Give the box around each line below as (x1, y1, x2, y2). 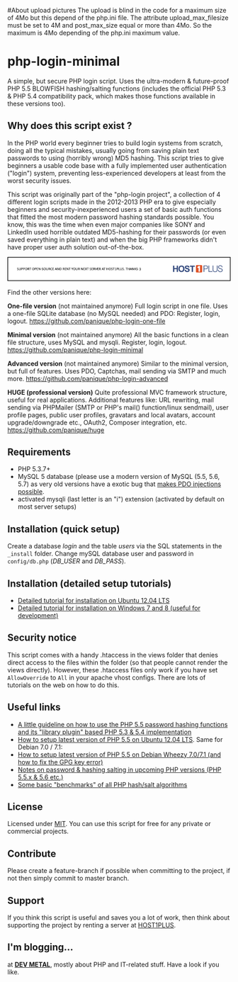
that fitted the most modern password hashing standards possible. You (7, 213, 215, 221)
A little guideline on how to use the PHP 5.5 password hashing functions (17, 720, 228, 728)
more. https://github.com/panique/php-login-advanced (7, 374, 169, 383)
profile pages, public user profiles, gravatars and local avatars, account (7, 410, 216, 419)
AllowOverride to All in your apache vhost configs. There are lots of (7, 673, 206, 682)
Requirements (7, 446, 71, 458)
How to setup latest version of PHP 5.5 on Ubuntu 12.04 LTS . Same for (17, 735, 223, 743)
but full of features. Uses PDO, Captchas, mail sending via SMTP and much (7, 366, 227, 375)
